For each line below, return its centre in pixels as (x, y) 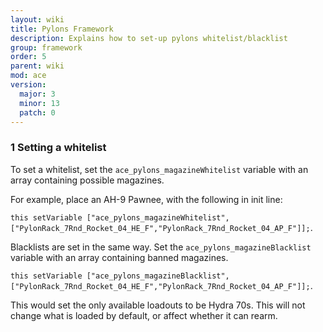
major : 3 (37, 94)
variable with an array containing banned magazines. (119, 257)
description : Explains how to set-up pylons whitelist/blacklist (149, 38)
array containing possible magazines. (87, 180)
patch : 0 (37, 112)
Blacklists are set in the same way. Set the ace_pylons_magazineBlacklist (161, 247)
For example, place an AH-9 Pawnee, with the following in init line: (146, 199)
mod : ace (28, 76)
